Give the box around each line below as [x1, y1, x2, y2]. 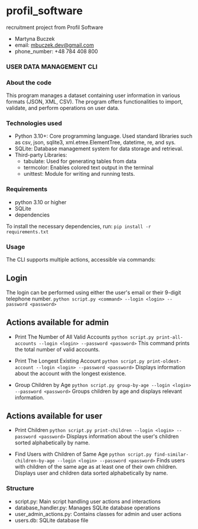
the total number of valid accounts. [14, 346, 100, 353]
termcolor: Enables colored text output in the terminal [23, 164, 154, 171]
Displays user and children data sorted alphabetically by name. [14, 469, 168, 477]
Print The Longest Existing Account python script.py [14, 357, 145, 365]
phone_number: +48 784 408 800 [14, 47, 99, 54]
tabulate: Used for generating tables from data [23, 158, 137, 165]
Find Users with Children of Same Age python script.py [14, 451, 152, 458]
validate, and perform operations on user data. [6, 105, 120, 112]
